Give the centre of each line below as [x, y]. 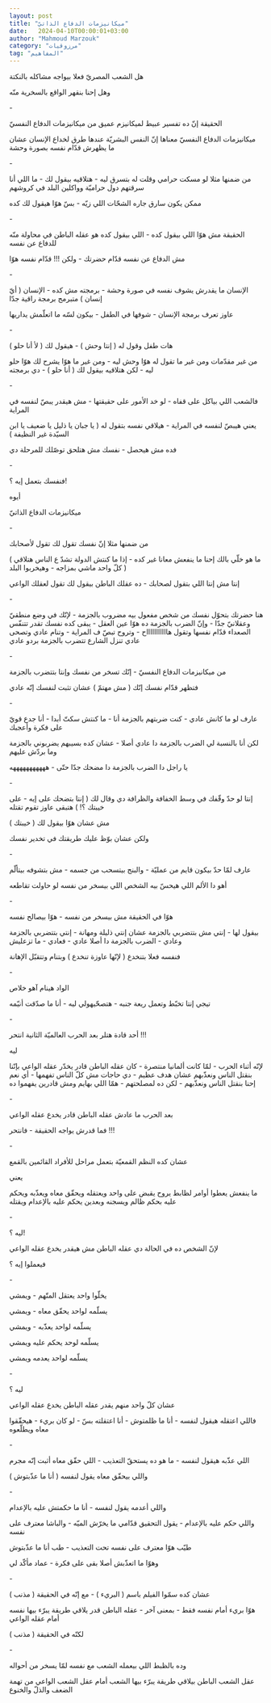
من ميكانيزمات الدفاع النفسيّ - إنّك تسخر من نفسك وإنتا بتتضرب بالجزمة [118, 672]
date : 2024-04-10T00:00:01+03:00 [69, 31]
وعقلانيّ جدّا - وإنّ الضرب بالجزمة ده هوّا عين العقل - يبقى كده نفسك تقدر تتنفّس [130, 623]
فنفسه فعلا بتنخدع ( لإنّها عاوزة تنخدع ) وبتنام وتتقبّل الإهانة [95, 957]
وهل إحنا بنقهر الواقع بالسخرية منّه [60, 92]
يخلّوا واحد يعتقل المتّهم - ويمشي [58, 1295]
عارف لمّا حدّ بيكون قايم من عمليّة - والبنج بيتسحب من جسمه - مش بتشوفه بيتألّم [130, 870]
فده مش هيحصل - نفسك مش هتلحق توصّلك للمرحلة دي [93, 450]
